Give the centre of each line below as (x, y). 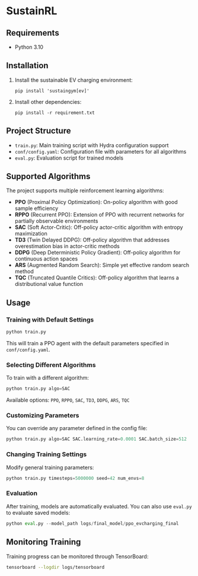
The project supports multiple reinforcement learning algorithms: (85, 190)
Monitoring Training (44, 542)
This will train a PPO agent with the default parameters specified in (87, 343)
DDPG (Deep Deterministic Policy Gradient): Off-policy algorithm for (98, 253)
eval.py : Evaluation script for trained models (69, 158)
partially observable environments (56, 221)
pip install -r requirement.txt (55, 113)
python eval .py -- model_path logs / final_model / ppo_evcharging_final (92, 523)
